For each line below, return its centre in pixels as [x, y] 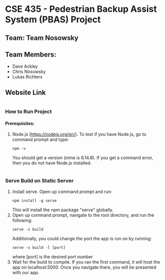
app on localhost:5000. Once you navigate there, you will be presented [84, 267]
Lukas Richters [27, 77]
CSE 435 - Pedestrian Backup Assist [81, 9]
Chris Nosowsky [29, 72]
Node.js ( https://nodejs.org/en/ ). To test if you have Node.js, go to [79, 134]
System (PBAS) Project [53, 20]
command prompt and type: [40, 140]
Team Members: [31, 55]
